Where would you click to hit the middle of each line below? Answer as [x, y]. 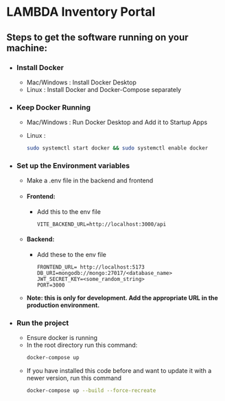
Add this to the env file [69, 211]
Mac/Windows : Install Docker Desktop [81, 82]
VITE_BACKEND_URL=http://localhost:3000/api [102, 224]
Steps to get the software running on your [98, 37]
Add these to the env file [72, 254]
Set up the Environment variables [73, 165]
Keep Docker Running [53, 107]
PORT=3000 [51, 285]
